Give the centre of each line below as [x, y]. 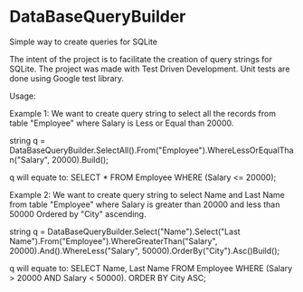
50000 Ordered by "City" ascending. [78, 213]
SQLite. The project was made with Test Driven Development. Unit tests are [150, 69]
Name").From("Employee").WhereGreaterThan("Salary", [114, 240]
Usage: [23, 96]
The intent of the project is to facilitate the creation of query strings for [141, 59]
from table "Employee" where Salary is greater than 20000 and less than [145, 204]
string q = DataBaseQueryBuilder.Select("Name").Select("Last [125, 231]
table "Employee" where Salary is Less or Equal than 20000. [122, 123]
